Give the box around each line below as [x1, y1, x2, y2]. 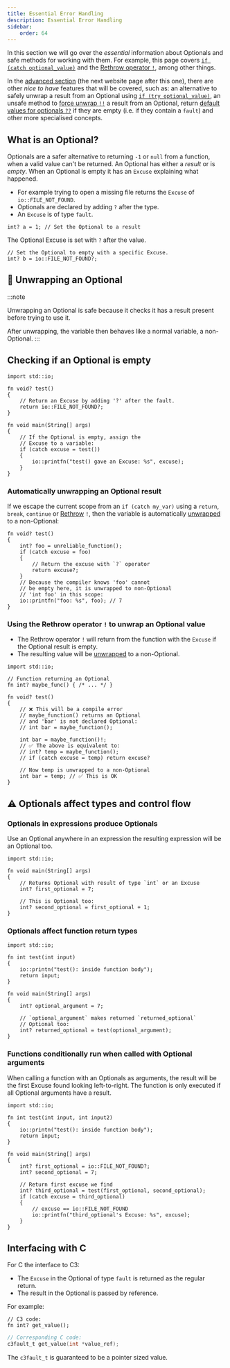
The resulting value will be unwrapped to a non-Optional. [17, 650, 180, 658]
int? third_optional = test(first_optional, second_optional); [19, 1187, 206, 1194]
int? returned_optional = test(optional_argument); [19, 1027, 172, 1034]
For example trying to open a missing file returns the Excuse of [17, 188, 195, 197]
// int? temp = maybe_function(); [19, 749, 119, 756]
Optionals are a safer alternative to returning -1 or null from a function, [7, 152, 211, 161]
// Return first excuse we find [19, 1181, 113, 1188]
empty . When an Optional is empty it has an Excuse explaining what [7, 168, 199, 176]
